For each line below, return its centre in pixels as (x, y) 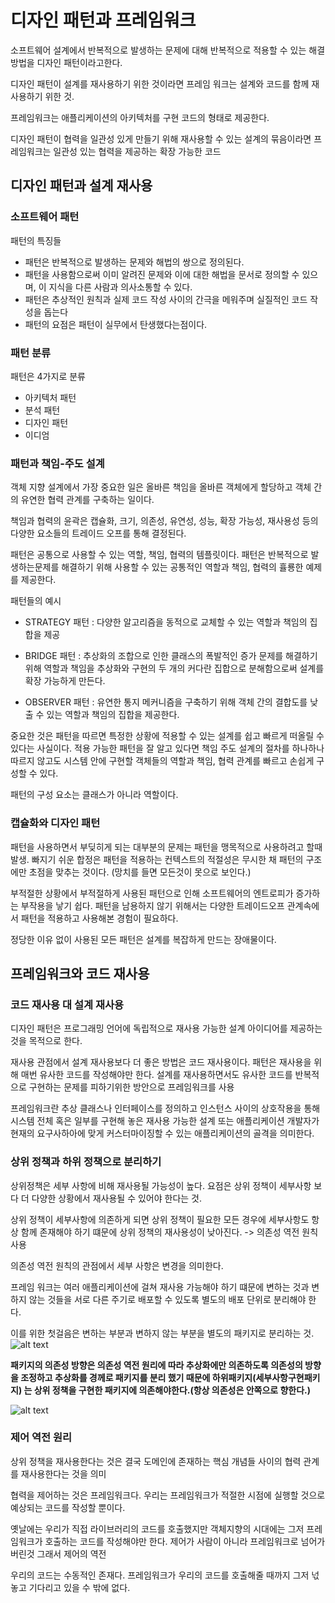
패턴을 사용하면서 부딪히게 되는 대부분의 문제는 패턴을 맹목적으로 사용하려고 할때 (166, 847)
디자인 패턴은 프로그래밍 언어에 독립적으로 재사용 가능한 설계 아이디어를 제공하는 (166, 1028)
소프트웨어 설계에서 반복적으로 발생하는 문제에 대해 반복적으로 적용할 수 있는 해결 (168, 50)
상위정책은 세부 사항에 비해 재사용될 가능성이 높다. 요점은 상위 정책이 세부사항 (161, 1185)
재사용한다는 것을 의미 (63, 1473)
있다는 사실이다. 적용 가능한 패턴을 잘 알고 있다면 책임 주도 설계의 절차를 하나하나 (167, 748)
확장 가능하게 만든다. (65, 681)
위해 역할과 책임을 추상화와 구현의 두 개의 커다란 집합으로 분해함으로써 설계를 (174, 668)
